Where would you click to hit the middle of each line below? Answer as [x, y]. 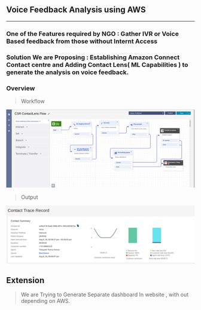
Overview [21, 88]
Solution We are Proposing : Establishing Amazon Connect [93, 57]
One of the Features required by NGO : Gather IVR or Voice [93, 33]
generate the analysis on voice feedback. [68, 72]
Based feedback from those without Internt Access [82, 41]
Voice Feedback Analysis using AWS [76, 10]
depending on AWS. [45, 300]
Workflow [33, 101]
